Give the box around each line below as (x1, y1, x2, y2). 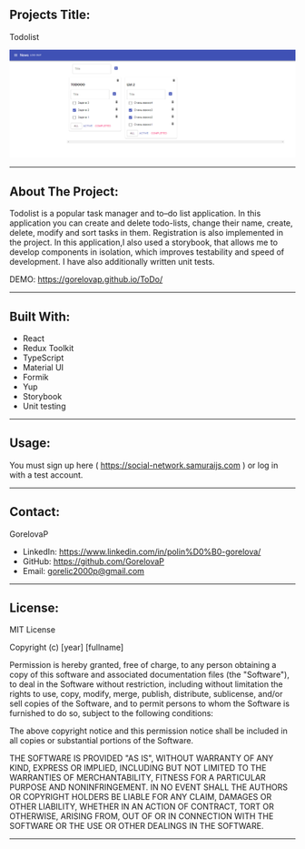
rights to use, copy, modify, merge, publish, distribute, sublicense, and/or (9, 689, 283, 700)
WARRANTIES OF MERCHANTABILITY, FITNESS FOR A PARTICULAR (9, 773, 266, 783)
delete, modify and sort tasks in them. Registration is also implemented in (9, 227, 284, 238)
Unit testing (22, 400, 66, 411)
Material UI (22, 361, 64, 372)
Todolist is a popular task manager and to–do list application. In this (9, 208, 261, 219)
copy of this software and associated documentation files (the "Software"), (9, 669, 290, 681)
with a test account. (9, 469, 84, 480)
